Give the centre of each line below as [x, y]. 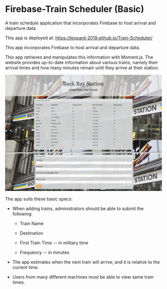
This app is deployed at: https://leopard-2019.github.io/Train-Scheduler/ [79, 38]
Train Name [32, 223]
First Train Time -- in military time [54, 243]
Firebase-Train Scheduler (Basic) [75, 9]
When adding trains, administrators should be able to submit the [78, 208]
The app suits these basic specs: [39, 199]
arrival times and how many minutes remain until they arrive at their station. [82, 68]
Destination [31, 233]
